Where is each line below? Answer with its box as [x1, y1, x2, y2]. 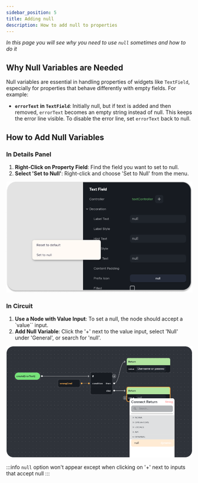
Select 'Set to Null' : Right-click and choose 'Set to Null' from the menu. [14, 170, 189, 177]
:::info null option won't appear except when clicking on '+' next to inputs [6, 463, 186, 471]
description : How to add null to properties [6, 22, 118, 28]
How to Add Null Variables [6, 132, 105, 142]
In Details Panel [6, 150, 51, 158]
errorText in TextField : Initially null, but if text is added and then [14, 103, 171, 110]
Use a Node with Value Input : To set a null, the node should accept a [14, 315, 183, 323]
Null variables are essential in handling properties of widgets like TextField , [6, 78, 190, 85]
